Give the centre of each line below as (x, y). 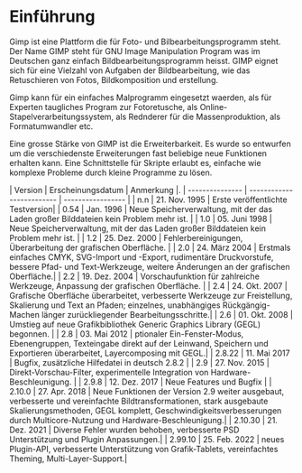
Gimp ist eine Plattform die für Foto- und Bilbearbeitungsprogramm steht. (145, 42)
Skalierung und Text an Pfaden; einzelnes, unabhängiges (115, 305)
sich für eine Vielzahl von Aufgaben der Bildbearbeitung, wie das (130, 70)
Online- (214, 107)
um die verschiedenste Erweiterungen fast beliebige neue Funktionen (138, 153)
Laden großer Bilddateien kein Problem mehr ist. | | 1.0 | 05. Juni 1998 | (141, 218)
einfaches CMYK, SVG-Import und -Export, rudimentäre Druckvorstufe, (142, 257)
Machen (25, 314)
